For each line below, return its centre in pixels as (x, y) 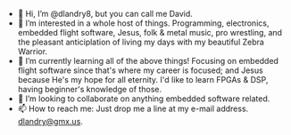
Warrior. (32, 52)
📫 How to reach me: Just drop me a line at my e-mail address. (133, 108)
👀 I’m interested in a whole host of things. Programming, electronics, (143, 23)
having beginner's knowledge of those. (90, 89)
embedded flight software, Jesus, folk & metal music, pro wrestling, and (150, 32)
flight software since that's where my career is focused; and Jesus (140, 70)
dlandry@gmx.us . (50, 121)
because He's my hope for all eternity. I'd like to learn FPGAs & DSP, (143, 79)
